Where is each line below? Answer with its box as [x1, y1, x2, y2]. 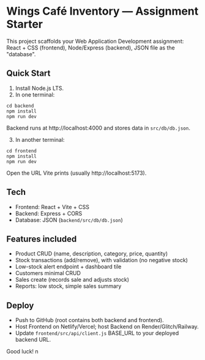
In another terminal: [15, 136, 65, 143]
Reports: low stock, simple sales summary [15, 282, 122, 290]
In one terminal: [15, 90, 55, 98]
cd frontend [6, 148, 37, 154]
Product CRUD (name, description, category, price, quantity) [15, 250, 168, 257]
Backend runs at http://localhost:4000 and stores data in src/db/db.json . [6, 124, 191, 131]
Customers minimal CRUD [15, 270, 81, 277]
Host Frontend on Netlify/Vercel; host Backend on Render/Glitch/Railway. [15, 323, 199, 331]
